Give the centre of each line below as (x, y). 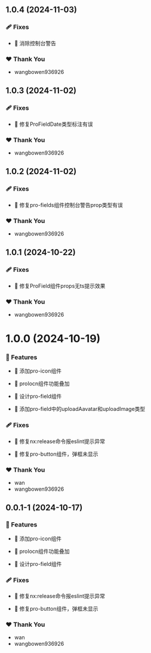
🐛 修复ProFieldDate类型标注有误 (53, 124)
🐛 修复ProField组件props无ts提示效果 (60, 286)
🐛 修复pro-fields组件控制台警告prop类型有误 (69, 205)
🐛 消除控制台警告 (35, 43)
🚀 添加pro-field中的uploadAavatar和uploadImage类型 (80, 409)
